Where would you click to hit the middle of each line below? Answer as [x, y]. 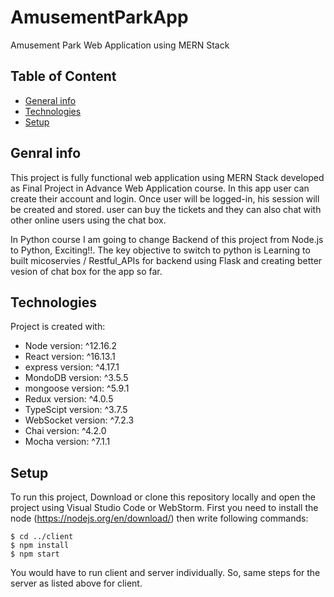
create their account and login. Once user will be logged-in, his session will [165, 198]
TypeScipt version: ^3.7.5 [76, 410]
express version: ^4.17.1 [72, 367]
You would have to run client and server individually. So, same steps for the [165, 573]
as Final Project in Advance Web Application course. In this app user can [160, 188]
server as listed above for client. [76, 583]
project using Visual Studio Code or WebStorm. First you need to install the [164, 508]
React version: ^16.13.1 [70, 357]
